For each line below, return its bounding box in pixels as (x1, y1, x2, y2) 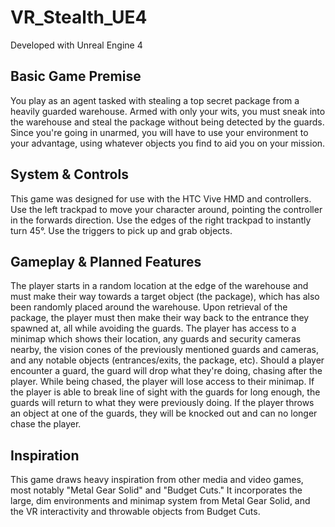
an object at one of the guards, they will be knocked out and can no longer (10, 407, 318, 420)
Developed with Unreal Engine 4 (10, 39, 143, 51)
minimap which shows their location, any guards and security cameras (10, 333, 302, 345)
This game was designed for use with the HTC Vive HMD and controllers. (10, 192, 312, 205)
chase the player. (10, 418, 82, 430)
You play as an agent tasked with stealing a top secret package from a (10, 94, 300, 106)
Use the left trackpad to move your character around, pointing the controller (10, 203, 323, 215)
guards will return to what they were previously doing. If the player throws (10, 397, 315, 409)
